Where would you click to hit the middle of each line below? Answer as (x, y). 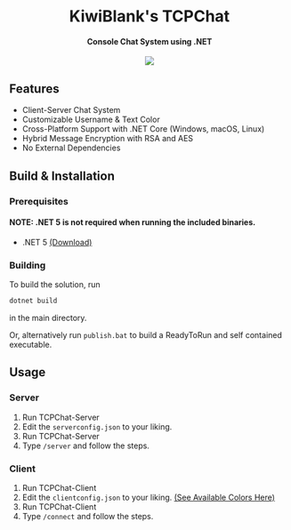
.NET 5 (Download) (57, 242)
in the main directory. (48, 317)
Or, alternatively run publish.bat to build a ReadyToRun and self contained (146, 334)
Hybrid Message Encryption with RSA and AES (108, 139)
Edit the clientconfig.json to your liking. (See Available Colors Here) (149, 497)
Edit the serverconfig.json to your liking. (97, 426)
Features (34, 88)
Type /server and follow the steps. (85, 446)
